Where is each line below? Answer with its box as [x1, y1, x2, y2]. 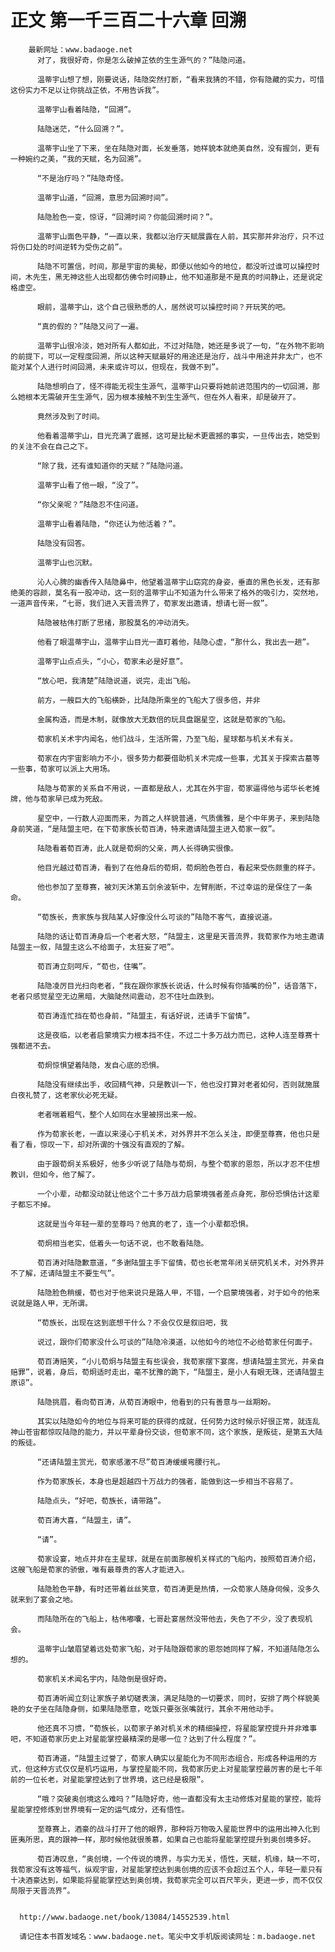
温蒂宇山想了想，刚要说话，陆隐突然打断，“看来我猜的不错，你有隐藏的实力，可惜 [36, 74, 325, 85]
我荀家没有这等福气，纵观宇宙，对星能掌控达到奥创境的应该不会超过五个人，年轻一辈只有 [10, 1864, 323, 1875]
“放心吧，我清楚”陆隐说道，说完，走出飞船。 [36, 676, 196, 686]
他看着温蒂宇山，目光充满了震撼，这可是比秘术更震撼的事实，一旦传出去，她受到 [36, 431, 320, 441]
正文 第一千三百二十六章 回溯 [10, 9, 247, 32]
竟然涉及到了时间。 [36, 411, 105, 421]
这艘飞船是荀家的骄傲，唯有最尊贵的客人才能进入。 [10, 1564, 190, 1575]
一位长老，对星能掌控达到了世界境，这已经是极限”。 [24, 1774, 209, 1785]
